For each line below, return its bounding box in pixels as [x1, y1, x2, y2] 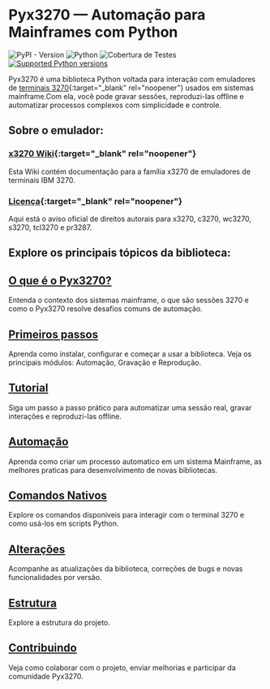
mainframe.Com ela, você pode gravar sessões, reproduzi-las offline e [8, 91, 245, 101]
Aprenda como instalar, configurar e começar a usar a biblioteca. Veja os [8, 349, 252, 358]
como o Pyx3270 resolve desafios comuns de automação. [8, 304, 203, 314]
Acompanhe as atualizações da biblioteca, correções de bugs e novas [8, 564, 243, 574]
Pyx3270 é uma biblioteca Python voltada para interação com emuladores [8, 74, 256, 84]
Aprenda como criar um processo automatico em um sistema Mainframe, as [8, 457, 262, 466]
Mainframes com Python [8, 23, 178, 41]
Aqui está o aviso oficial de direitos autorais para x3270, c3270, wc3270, [8, 214, 252, 223]
